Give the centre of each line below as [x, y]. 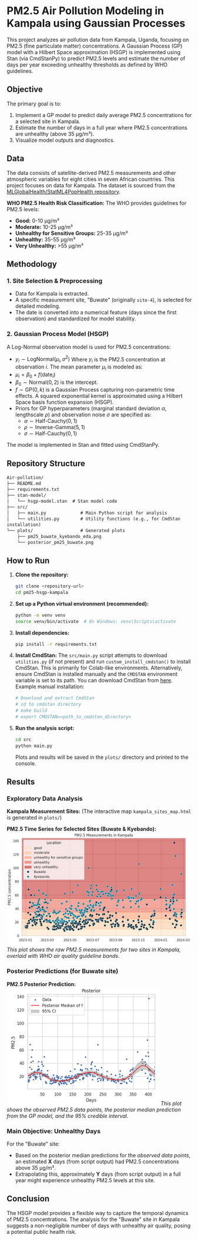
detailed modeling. [38, 306]
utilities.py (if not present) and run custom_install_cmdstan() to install [103, 662]
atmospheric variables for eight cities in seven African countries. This [91, 179]
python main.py [34, 746]
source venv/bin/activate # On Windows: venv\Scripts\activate [95, 621]
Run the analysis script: [45, 728]
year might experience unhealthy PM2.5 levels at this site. [85, 1180]
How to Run [28, 560]
